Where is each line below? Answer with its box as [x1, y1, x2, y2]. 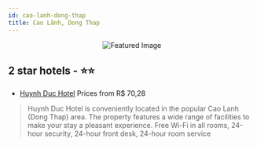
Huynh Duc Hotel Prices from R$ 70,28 [19, 89, 146, 98]
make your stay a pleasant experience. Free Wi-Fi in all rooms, [27, 121, 229, 130]
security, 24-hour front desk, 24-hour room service [44, 129, 211, 138]
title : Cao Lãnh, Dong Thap [8, 19, 101, 27]
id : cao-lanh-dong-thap [8, 11, 86, 20]
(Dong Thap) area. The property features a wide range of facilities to [27, 112, 250, 122]
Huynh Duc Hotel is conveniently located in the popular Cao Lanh [27, 104, 240, 114]
